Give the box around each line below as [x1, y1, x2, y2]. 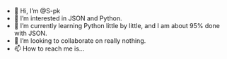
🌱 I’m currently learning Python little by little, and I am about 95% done [13, 22, 221, 29]
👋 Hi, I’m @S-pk [13, 7, 61, 15]
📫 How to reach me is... [13, 44, 85, 53]
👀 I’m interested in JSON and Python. [13, 14, 122, 22]
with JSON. [13, 29, 47, 37]
